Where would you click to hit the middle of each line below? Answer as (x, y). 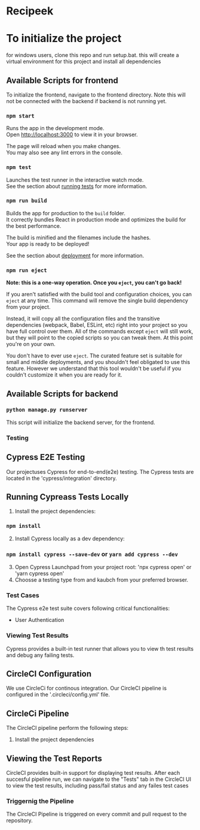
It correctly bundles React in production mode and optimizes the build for (96, 219)
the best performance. (34, 225)
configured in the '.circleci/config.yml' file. (58, 694)
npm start (20, 116)
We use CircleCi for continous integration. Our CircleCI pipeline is (87, 688)
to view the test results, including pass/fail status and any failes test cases (98, 785)
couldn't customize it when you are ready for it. (64, 375)
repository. (19, 820)
